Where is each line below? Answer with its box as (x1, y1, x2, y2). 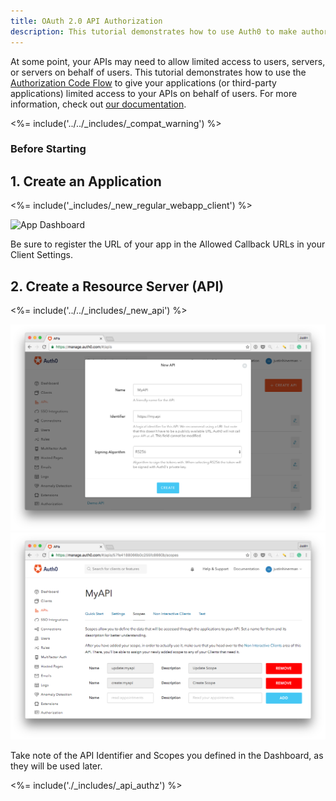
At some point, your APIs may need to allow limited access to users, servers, (10, 55, 326, 67)
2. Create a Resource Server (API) (10, 278, 225, 295)
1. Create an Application (10, 173, 162, 190)
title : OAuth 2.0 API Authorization (10, 16, 163, 26)
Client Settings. (10, 249, 73, 261)
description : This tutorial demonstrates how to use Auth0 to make (10, 26, 298, 37)
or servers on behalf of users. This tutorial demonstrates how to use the (10, 66, 307, 78)
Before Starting (10, 142, 87, 156)
